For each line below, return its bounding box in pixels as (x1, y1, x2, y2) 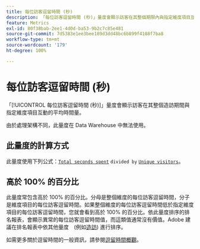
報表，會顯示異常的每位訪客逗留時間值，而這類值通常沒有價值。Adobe (11, 216, 185, 223)
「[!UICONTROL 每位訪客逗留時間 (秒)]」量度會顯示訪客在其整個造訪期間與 (6, 101, 190, 108)
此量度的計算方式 (6, 141, 69, 151)
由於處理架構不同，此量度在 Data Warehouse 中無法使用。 (6, 121, 149, 128)
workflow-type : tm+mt (6, 36, 60, 42)
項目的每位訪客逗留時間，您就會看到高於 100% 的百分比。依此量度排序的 (6, 208, 185, 216)
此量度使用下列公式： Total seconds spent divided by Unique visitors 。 (6, 158, 184, 165)
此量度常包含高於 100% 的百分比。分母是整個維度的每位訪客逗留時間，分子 (6, 193, 190, 201)
